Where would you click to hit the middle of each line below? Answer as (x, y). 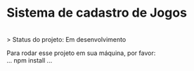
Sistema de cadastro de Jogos (97, 13)
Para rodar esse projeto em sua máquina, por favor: (81, 53)
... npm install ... (30, 60)
